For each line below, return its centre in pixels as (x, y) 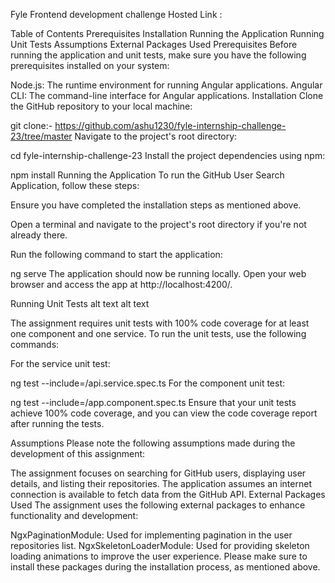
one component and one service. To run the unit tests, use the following (158, 333)
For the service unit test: (60, 363)
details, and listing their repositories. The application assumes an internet (161, 483)
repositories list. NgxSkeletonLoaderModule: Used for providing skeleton (160, 545)
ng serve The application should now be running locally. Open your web (158, 273)
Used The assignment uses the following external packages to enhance (158, 505)
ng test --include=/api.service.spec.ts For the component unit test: (148, 383)
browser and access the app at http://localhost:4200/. (121, 284)
